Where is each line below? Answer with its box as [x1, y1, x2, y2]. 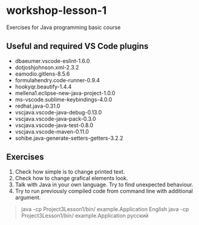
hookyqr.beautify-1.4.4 [15, 83, 72, 90]
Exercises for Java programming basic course [6, 24, 121, 31]
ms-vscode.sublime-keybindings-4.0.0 [15, 96, 113, 103]
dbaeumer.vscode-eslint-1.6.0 [15, 57, 90, 64]
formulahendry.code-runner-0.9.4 [15, 76, 100, 83]
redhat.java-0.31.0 [15, 102, 60, 109]
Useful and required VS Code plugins [6, 41, 149, 51]
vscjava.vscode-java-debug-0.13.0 [15, 108, 102, 116]
